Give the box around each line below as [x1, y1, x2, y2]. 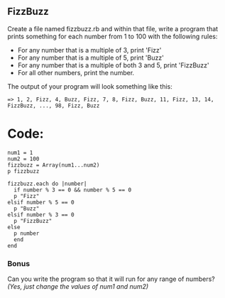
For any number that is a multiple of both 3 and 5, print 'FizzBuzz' [17, 60, 209, 70]
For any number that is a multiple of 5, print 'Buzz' [17, 53, 165, 62]
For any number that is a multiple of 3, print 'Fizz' [17, 45, 162, 54]
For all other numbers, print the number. [17, 68, 135, 77]
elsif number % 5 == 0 [7, 199, 75, 206]
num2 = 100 [7, 155, 40, 162]
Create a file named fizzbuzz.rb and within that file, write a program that [7, 24, 219, 33]
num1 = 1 [7, 149, 33, 156]
